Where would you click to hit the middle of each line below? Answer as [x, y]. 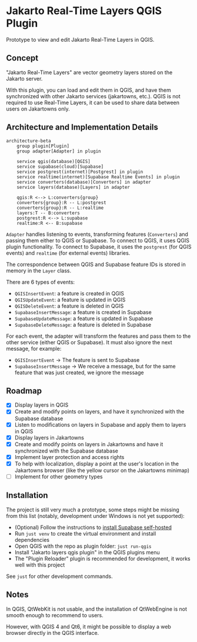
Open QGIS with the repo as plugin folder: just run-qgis [83, 546]
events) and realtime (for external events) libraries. [68, 253]
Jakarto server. [24, 78]
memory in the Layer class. [39, 270]
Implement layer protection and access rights [69, 457]
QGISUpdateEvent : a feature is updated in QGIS [70, 300]
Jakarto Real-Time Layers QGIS [84, 11]
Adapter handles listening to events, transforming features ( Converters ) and [97, 234]
